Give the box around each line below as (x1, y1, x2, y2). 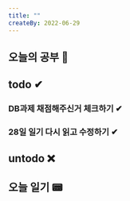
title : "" (8, 11, 41, 20)
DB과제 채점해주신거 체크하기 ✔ (8, 103, 123, 114)
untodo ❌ (8, 152, 56, 165)
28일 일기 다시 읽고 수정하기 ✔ (8, 126, 118, 137)
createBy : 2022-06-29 (8, 19, 81, 27)
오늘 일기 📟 (8, 180, 63, 194)
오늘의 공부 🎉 (8, 50, 69, 64)
